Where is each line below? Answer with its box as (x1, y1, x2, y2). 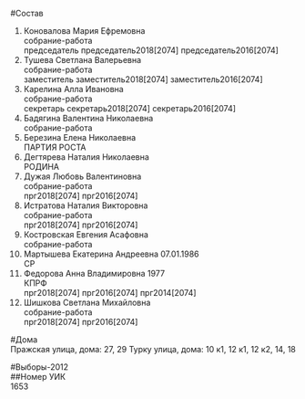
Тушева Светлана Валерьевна (23, 55, 142, 65)
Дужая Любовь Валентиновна (23, 171, 142, 182)
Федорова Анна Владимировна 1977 (23, 268, 166, 278)
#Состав (10, 8, 44, 18)
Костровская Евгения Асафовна (23, 229, 149, 240)
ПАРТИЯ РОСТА (23, 142, 86, 152)
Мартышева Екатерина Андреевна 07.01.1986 (23, 248, 199, 259)
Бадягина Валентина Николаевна (23, 113, 154, 123)
